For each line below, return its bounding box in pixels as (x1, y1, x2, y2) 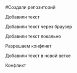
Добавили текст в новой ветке (5, 52, 71, 58)
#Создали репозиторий (5, 4, 56, 10)
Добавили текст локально (5, 33, 61, 39)
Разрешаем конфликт (5, 43, 52, 49)
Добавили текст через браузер (5, 23, 72, 29)
